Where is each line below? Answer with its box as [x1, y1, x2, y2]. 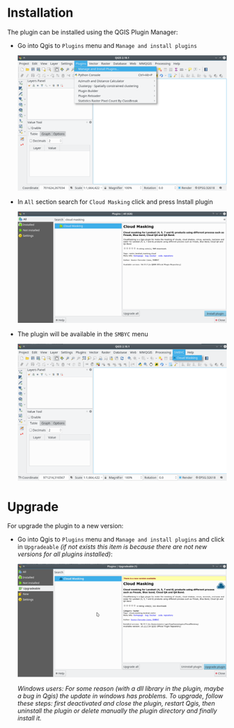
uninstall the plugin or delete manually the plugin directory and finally [17, 706, 217, 715]
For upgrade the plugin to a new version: [7, 522, 124, 530]
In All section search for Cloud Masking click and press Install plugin [17, 197, 214, 206]
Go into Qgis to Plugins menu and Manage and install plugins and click [17, 535, 225, 544]
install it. [17, 713, 42, 722]
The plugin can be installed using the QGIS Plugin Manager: [7, 28, 178, 36]
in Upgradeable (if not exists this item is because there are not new [17, 543, 208, 551]
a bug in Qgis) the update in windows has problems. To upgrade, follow [17, 691, 224, 700]
